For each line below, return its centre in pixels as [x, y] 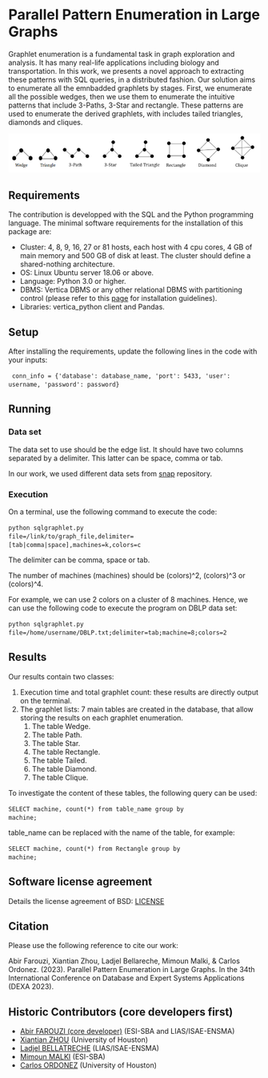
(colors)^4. [26, 584]
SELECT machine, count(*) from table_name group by [96, 809]
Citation [29, 926]
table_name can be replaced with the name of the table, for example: [122, 833]
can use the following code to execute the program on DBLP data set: [123, 608]
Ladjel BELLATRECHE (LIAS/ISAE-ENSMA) [90, 1048]
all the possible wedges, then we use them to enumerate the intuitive [122, 96]
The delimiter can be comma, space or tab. [79, 560]
